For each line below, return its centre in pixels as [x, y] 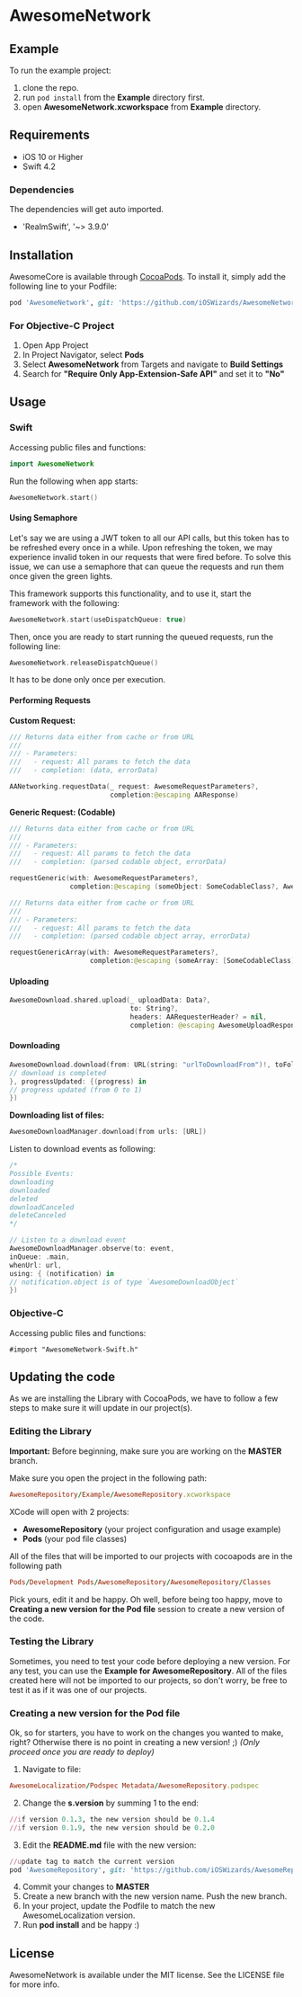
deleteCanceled [38, 1216]
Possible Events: [42, 1174]
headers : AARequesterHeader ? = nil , [199, 1017]
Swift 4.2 [39, 166]
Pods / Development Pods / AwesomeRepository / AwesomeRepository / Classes [140, 1582]
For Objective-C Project [62, 325]
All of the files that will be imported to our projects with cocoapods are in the [151, 1556]
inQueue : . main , [40, 1257]
